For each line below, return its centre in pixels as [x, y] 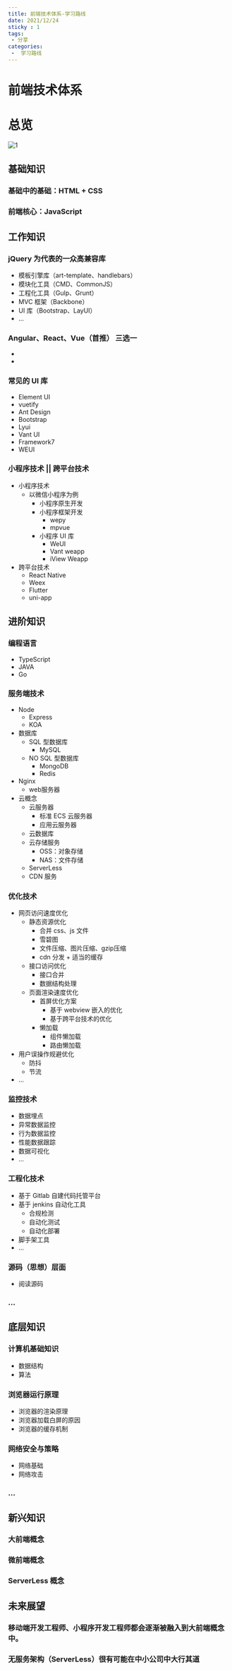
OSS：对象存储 [61, 851]
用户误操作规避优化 [46, 1054]
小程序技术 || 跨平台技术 [49, 468]
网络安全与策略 [33, 1448]
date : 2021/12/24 [33, 20]
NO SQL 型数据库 [54, 758]
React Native [47, 575]
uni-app [40, 598]
